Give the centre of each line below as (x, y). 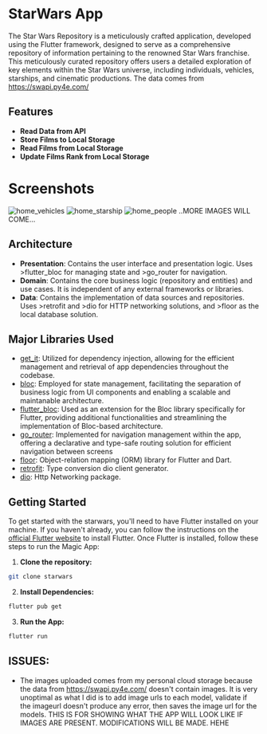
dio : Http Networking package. (70, 477)
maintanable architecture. (62, 401)
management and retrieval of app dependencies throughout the (124, 367)
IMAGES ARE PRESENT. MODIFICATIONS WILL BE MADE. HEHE (124, 723)
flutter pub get (35, 606)
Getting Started (47, 502)
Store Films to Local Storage (67, 139)
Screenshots (51, 188)
